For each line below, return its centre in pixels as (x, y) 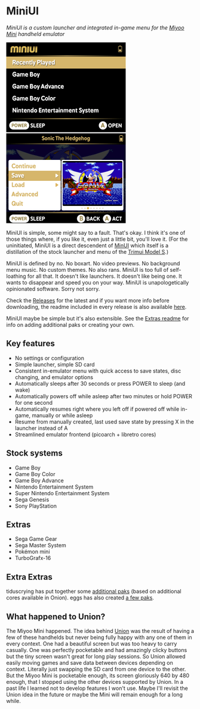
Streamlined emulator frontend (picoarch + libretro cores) (85, 434)
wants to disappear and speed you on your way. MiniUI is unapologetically (98, 282)
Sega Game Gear (36, 539)
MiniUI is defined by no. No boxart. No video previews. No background (93, 263)
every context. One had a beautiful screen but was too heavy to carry (92, 644)
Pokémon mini (32, 552)
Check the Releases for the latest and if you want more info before (88, 300)
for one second (33, 402)
